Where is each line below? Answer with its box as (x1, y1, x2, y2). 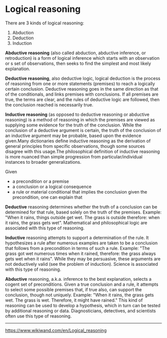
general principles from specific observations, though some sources (5, 143, 145, 149)
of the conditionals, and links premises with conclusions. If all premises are (5, 91, 159, 97)
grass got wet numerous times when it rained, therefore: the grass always (5, 250, 156, 256)
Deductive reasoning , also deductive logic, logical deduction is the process (5, 75, 161, 81)
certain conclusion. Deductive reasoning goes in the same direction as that (5, 86, 159, 92)
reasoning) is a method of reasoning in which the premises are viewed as (5, 116, 155, 122)
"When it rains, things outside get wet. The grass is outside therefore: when (5, 214, 160, 220)
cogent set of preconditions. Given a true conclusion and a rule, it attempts (5, 281, 159, 287)
